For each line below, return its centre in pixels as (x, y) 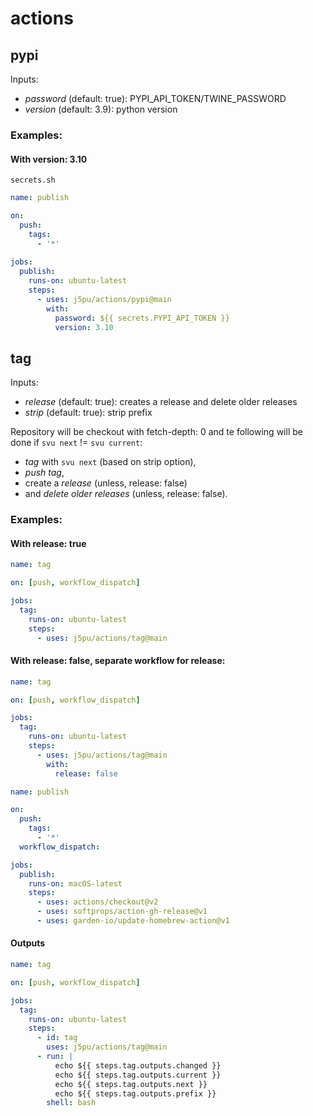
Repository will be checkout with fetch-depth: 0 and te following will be (156, 432)
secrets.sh (33, 180)
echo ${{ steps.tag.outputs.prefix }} (135, 1093)
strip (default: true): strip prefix (88, 413)
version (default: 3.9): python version (101, 109)
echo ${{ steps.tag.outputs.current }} (138, 1075)
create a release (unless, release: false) (106, 483)
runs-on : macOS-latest (75, 883)
